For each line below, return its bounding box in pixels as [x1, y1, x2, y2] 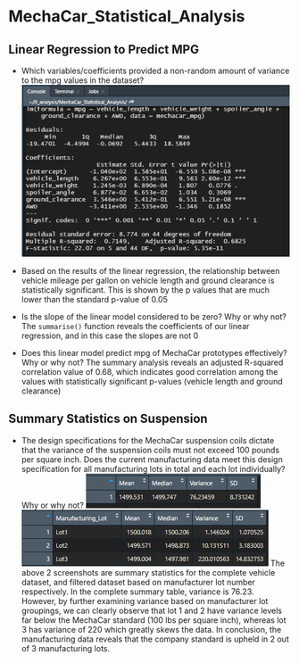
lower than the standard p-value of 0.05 [21, 294, 169, 304]
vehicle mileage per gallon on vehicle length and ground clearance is [21, 275, 275, 286]
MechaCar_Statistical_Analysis [8, 6, 245, 27]
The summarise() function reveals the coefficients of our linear [21, 320, 250, 331]
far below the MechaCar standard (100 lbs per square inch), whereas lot [21, 614, 287, 626]
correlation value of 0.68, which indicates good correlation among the [21, 366, 278, 377]
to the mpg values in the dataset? [21, 75, 145, 86]
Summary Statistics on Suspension [8, 411, 208, 427]
